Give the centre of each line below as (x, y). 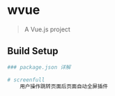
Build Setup (33, 51)
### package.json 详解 (39, 67)
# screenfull (26, 80)
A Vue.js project (47, 29)
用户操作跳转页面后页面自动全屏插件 (64, 86)
